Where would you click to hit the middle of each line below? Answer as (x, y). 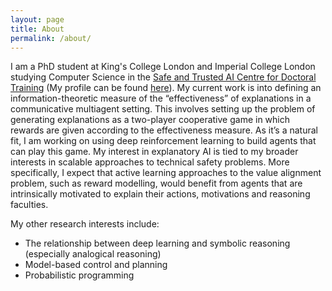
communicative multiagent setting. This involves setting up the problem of (163, 109)
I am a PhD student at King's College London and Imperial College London (163, 67)
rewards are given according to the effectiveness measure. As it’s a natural (164, 130)
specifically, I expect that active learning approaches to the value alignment (166, 173)
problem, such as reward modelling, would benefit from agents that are (156, 183)
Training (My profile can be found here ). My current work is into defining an (166, 88)
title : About (37, 29)
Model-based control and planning (96, 265)
